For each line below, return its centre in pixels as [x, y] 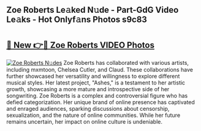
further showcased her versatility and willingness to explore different [93, 76]
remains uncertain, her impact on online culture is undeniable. [85, 122]
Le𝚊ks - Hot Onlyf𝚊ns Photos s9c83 [77, 20]
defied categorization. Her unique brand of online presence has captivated [100, 102]
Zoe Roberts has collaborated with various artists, [126, 63]
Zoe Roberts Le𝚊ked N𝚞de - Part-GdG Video [93, 10]
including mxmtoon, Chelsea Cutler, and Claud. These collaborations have [100, 69]
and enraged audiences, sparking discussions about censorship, [88, 109]
